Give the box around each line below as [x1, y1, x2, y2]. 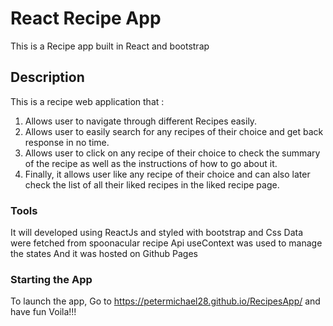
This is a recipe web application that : [10, 95, 165, 107]
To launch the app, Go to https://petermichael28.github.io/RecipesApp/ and [10, 295, 321, 307]
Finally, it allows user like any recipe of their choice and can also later [24, 168, 311, 180]
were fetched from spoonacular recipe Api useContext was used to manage [10, 237, 323, 249]
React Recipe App [10, 7, 162, 30]
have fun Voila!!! [10, 306, 77, 318]
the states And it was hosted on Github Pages [10, 248, 198, 260]
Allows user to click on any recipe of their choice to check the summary [24, 147, 321, 159]
